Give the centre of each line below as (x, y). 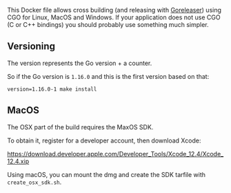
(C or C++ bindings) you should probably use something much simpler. (108, 25)
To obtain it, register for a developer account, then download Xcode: (104, 140)
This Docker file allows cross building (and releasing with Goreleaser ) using (114, 10)
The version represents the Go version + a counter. (80, 63)
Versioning (31, 47)
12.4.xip (18, 161)
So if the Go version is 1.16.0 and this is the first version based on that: (108, 76)
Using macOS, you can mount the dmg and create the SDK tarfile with (106, 174)
